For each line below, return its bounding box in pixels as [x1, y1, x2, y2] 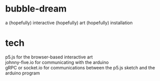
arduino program [5, 70, 40, 76]
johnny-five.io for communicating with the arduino [5, 59, 109, 65]
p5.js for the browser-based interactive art [5, 54, 93, 60]
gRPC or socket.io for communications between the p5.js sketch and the [5, 64, 155, 70]
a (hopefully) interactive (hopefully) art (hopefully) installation [5, 20, 133, 26]
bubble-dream [5, 3, 67, 15]
